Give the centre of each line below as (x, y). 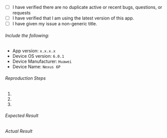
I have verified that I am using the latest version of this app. (73, 18)
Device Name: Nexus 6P (36, 67)
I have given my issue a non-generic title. (55, 24)
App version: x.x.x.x (34, 51)
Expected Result (22, 116)
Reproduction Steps (25, 78)
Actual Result (19, 131)
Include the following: (27, 35)
